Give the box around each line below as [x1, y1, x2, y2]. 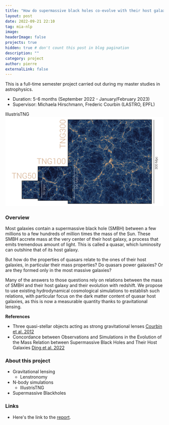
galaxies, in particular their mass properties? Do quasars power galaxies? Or [5, 262, 163, 268]
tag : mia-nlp [5, 24, 33, 29]
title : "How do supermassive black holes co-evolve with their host [5, 8, 152, 13]
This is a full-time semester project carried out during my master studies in [5, 81, 160, 87]
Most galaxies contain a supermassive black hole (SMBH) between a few [5, 226, 156, 232]
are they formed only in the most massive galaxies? [5, 267, 112, 273]
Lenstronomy [20, 374, 48, 380]
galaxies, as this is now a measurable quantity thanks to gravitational [5, 299, 148, 305]
